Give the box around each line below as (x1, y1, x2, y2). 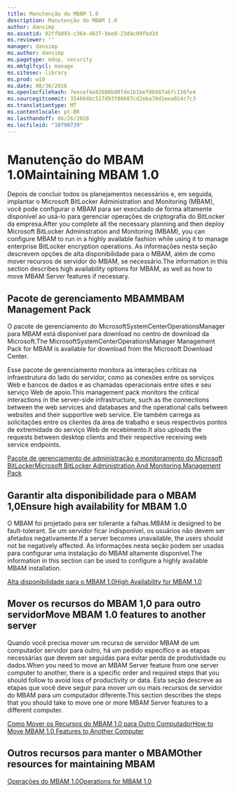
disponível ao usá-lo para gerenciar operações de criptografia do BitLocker (7, 212, 225, 221)
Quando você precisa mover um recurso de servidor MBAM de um (7, 638, 200, 647)
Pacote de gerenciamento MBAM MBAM (7, 293, 184, 305)
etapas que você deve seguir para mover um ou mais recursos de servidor (7, 683, 223, 691)
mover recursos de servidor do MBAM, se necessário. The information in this (7, 257, 228, 266)
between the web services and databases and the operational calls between (7, 403, 228, 411)
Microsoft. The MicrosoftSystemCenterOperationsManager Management (7, 337, 215, 345)
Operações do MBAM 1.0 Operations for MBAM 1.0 (7, 777, 152, 785)
